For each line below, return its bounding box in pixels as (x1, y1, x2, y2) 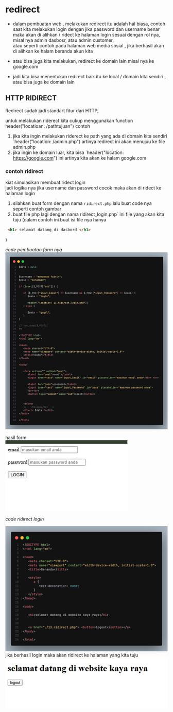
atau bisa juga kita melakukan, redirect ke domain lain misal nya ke (12, 58, 154, 64)
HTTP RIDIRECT (5, 94, 57, 102)
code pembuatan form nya (5, 246, 62, 253)
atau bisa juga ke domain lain (12, 79, 75, 85)
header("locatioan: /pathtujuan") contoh (5, 123, 90, 129)
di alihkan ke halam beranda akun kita (12, 48, 93, 54)
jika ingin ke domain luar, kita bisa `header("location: (12, 149, 124, 155)
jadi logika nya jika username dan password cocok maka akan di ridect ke (5, 185, 162, 191)
